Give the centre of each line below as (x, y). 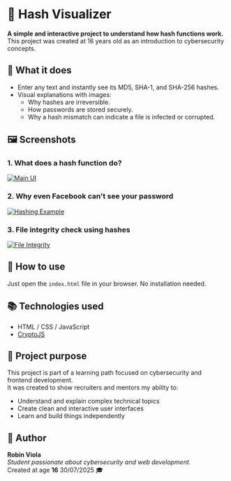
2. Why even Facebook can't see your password (90, 196)
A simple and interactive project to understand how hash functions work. (115, 34)
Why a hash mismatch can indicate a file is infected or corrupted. (121, 117)
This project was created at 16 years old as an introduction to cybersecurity (116, 40)
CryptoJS (31, 334)
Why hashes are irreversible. (69, 102)
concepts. (22, 48)
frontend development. (40, 380)
